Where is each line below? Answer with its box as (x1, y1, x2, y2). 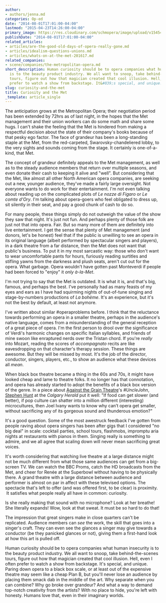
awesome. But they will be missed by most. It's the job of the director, (5, 351, 147, 357)
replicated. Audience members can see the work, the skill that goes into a (5, 520, 155, 526)
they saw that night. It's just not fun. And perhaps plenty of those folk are (5, 216, 154, 222)
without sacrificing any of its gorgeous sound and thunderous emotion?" (5, 408, 153, 414)
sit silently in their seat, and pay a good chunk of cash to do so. (5, 202, 134, 208)
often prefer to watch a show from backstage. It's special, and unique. (5, 561, 148, 567)
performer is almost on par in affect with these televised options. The (5, 480, 146, 486)
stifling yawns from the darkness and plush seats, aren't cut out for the (5, 258, 150, 264)
